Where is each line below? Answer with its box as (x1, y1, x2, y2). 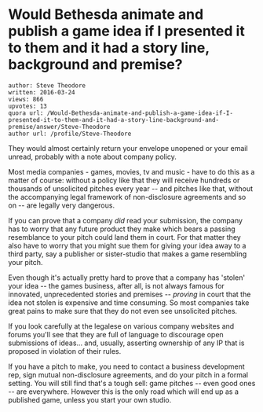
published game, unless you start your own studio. (8, 395, 172, 404)
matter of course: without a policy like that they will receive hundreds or (8, 175, 240, 185)
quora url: (8, 109, 44, 117)
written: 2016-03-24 (8, 88, 76, 96)
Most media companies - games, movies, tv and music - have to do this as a (8, 167, 255, 176)
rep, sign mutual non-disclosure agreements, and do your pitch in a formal (8, 370, 249, 379)
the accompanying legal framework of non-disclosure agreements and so (8, 192, 247, 201)
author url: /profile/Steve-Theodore (8, 130, 132, 138)
